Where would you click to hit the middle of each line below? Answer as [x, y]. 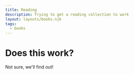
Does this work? [40, 53]
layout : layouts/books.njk [33, 19]
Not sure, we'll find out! [29, 67]
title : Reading [21, 10]
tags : [11, 24]
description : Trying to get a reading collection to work [67, 14]
